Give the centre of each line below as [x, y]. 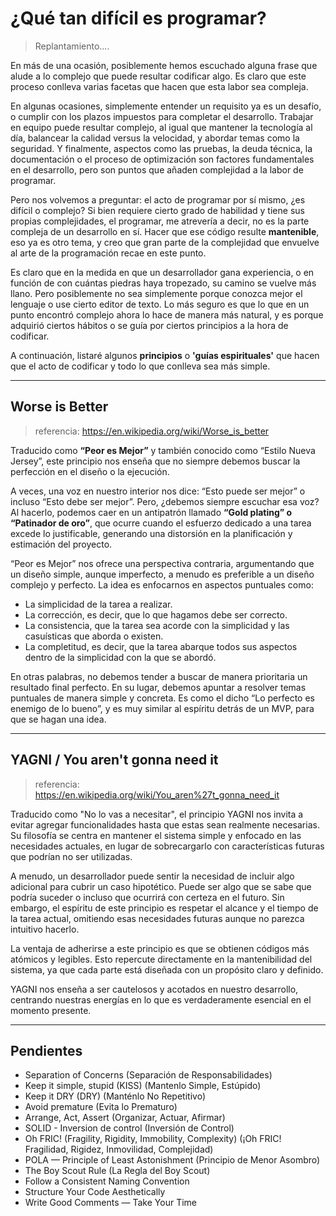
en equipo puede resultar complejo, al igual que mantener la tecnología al [161, 127]
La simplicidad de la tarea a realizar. [98, 604]
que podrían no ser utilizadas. [71, 856]
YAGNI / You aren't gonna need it [114, 760]
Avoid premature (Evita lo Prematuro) [101, 1107]
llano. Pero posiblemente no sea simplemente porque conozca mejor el [156, 293]
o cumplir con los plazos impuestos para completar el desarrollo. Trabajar [162, 116]
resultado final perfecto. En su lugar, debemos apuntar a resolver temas [158, 687]
